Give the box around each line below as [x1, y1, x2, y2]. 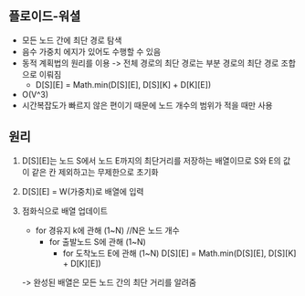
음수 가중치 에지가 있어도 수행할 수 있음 [21, 46, 162, 57]
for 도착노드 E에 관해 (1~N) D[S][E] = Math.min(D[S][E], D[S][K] [62, 248, 297, 259]
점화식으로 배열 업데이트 [21, 205, 109, 217]
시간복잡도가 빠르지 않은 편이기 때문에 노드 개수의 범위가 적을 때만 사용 [21, 100, 273, 111]
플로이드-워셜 [8, 8, 81, 25]
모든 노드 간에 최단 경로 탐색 [21, 35, 122, 46]
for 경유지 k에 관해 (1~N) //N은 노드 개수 [35, 225, 180, 236]
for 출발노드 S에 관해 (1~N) [48, 236, 147, 247]
